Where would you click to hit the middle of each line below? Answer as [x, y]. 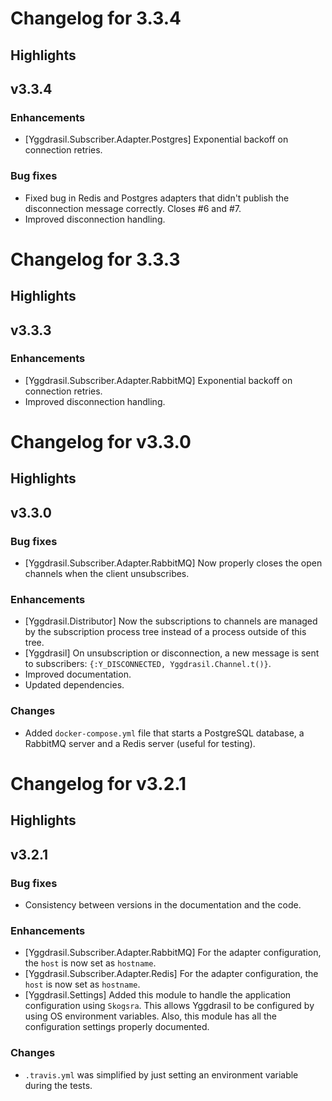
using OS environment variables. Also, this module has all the [150, 1016]
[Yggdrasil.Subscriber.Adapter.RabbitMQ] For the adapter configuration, [173, 953]
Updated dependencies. [74, 685]
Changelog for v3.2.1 [98, 783]
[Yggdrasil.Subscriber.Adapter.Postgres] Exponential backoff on [156, 139]
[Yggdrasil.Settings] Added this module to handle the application [158, 995]
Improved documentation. [78, 674]
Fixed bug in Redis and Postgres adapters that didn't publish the [157, 198]
